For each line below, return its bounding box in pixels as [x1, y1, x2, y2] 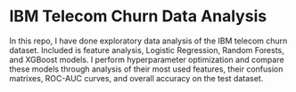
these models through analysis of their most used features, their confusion [9, 64, 284, 74]
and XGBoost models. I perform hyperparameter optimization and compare [9, 54, 284, 65]
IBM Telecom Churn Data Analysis [9, 6, 267, 27]
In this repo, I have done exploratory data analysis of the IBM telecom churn [9, 35, 288, 46]
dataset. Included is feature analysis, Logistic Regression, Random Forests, [9, 44, 285, 55]
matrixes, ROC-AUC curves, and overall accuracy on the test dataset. [9, 73, 264, 83]
